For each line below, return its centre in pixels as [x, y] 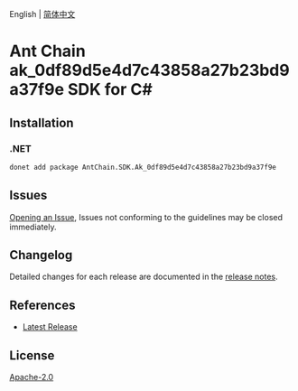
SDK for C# [110, 90]
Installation [42, 122]
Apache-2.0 [32, 377]
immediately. [33, 227]
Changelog [41, 255]
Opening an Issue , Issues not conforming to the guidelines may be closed [146, 217]
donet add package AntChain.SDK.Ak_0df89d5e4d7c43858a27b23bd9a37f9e [143, 167]
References [42, 305]
